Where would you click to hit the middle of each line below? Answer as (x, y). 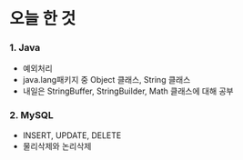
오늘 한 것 (43, 19)
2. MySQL (32, 115)
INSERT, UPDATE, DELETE (72, 135)
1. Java (25, 48)
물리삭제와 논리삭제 (57, 145)
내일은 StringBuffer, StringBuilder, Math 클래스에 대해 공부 (128, 91)
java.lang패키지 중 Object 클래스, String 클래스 (106, 80)
